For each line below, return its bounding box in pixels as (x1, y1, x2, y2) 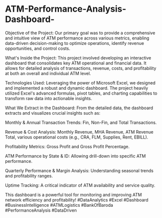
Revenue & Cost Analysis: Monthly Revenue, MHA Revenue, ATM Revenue (5, 129, 154, 135)
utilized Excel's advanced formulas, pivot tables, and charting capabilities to (5, 90, 158, 96)
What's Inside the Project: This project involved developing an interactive (5, 55, 152, 60)
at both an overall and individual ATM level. (5, 70, 91, 76)
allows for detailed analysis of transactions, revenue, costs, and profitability (5, 65, 157, 71)
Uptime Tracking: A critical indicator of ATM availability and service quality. (5, 182, 156, 188)
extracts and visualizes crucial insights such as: (5, 110, 101, 116)
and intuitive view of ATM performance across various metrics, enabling (5, 35, 149, 41)
